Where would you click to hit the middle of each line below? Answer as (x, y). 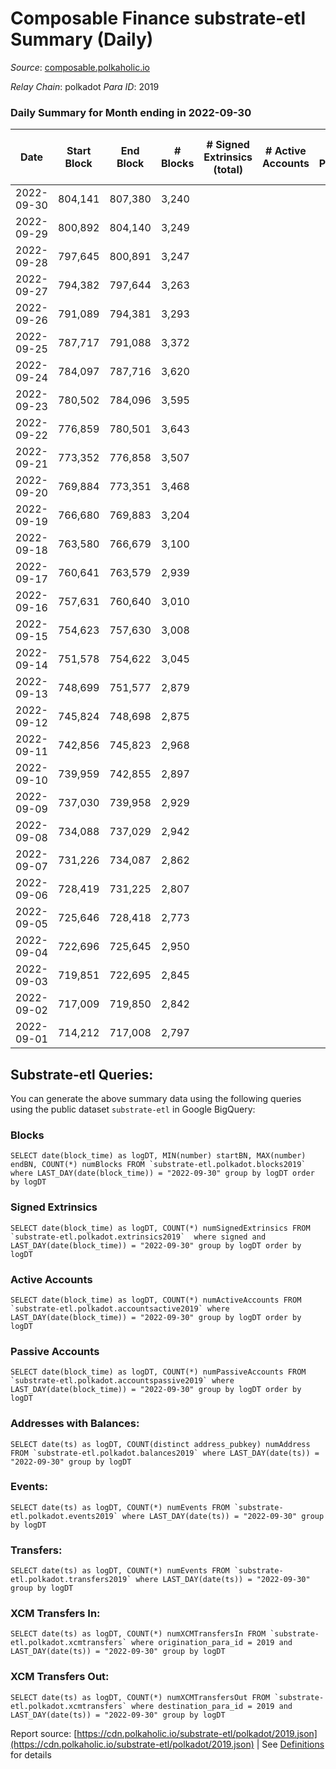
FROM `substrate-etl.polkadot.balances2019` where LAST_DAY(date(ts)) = (165, 1453)
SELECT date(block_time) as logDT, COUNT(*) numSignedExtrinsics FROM (160, 1228)
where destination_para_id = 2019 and (212, 1706)
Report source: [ (44, 1733)
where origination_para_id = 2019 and (212, 1643)
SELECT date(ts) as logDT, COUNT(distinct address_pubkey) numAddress (160, 1444)
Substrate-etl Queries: (82, 1074)
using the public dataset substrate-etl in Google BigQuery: (133, 1109)
